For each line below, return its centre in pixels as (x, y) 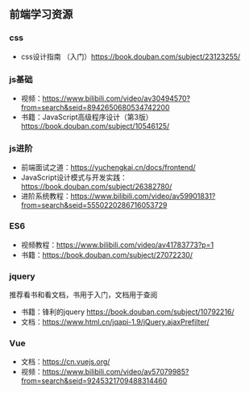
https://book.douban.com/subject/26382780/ (96, 187)
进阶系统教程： (46, 196)
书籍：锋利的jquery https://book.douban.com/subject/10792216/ (127, 312)
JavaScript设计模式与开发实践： (74, 178)
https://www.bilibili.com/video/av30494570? (116, 98)
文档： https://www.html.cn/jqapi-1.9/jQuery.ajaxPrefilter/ (115, 321)
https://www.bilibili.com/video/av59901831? (143, 196)
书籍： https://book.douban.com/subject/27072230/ (106, 254)
